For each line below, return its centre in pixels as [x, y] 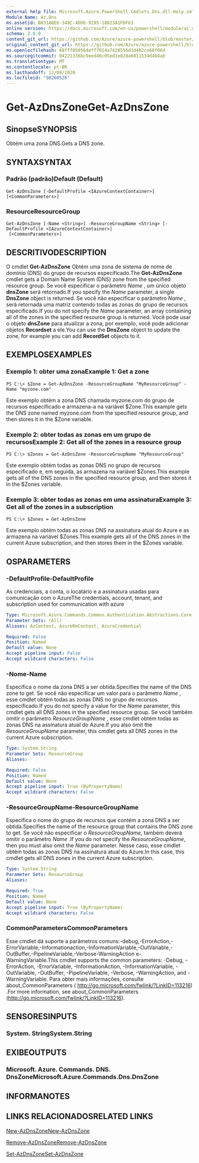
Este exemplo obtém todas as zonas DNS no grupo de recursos [84, 465]
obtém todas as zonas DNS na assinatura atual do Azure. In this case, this [95, 852]
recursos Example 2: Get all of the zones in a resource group [94, 442]
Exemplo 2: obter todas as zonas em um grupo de [78, 434]
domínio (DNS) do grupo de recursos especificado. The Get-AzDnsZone [94, 273]
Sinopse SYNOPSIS [42, 129]
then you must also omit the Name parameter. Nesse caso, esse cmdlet [93, 846]
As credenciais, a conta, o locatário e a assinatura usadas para [83, 591]
